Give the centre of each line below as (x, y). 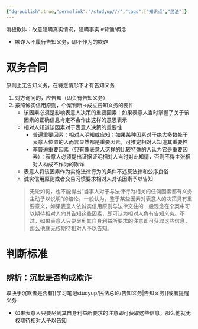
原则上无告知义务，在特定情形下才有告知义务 (61, 85)
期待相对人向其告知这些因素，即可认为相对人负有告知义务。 (107, 213)
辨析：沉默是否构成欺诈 (49, 278)
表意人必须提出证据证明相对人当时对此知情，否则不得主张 (115, 156)
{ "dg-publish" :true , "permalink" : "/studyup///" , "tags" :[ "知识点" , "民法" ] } (97, 11)
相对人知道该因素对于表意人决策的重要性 (73, 127)
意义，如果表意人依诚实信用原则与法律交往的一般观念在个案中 (110, 206)
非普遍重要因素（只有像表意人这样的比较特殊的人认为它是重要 (108, 149)
